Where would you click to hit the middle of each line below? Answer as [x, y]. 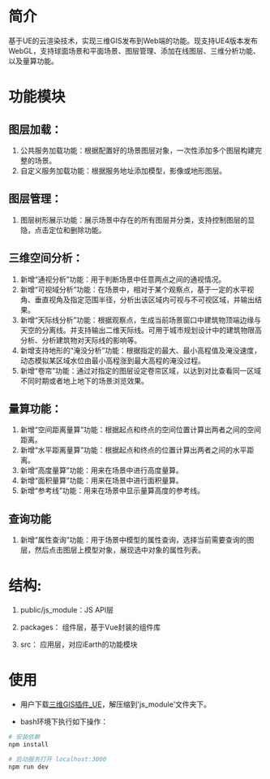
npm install [28, 744]
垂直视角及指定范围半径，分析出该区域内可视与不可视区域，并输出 [145, 299]
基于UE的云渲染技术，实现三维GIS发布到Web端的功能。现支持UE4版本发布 [133, 41]
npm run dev [28, 767]
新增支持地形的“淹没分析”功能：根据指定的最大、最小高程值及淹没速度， [141, 350]
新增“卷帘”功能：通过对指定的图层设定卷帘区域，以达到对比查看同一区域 [141, 370]
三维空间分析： [46, 258]
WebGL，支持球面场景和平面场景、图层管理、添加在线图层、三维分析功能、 [135, 50]
